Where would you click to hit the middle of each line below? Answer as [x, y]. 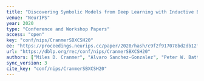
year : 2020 [20, 23]
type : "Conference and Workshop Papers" [58, 29]
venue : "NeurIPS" [28, 18]
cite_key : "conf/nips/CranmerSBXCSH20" [57, 69]
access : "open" [25, 35]
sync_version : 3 [27, 63]
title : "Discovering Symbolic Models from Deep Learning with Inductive [100, 12]
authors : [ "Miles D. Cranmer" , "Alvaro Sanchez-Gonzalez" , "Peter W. [96, 57]
